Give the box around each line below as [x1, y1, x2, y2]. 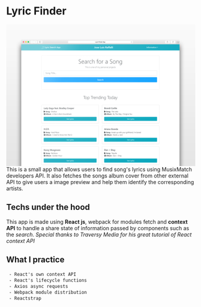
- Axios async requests [8, 283, 68, 289]
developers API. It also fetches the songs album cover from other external [6, 172, 189, 179]
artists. [6, 185, 23, 192]
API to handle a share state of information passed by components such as [6, 224, 190, 231]
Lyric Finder [6, 4, 67, 18]
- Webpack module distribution [8, 289, 87, 295]
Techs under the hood [6, 202, 90, 212]
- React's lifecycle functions [8, 277, 87, 283]
